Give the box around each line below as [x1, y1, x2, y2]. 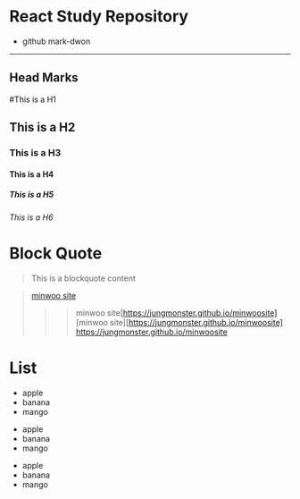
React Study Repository [9, 6, 189, 27]
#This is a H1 [9, 94, 56, 105]
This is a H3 [9, 147, 62, 159]
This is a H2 [9, 120, 76, 135]
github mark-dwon [21, 36, 91, 47]
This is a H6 [9, 212, 54, 223]
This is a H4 [9, 168, 54, 180]
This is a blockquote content [30, 273, 136, 283]
